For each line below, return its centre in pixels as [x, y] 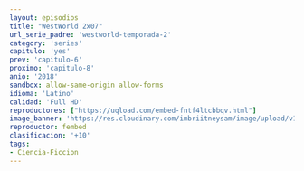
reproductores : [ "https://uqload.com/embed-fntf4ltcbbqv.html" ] [133, 110]
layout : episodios [44, 18]
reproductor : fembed [48, 128]
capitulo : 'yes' [40, 52]
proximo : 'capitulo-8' [52, 69]
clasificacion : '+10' [50, 136]
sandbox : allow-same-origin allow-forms [87, 85]
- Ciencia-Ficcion [44, 152]
